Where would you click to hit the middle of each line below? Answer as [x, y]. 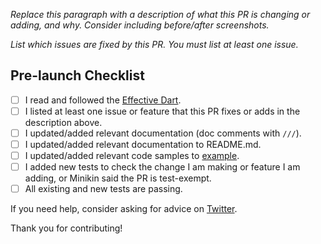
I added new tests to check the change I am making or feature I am [162, 167]
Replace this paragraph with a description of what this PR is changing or [160, 14]
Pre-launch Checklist [77, 75]
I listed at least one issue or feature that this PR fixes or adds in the [162, 111]
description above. [63, 122]
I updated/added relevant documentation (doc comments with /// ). [163, 133]
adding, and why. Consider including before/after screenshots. [140, 25]
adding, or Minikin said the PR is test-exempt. [118, 178]
